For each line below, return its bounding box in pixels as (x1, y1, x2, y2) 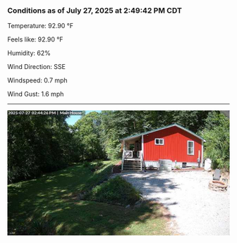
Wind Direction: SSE (7, 63, 66, 71)
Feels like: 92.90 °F (7, 35, 63, 44)
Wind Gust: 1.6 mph (7, 90, 64, 99)
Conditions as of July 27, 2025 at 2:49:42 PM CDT (7, 6, 182, 15)
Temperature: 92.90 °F (7, 22, 74, 30)
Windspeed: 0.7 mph (7, 76, 68, 85)
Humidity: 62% (7, 49, 51, 58)
